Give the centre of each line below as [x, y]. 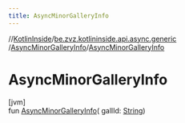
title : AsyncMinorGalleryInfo [59, 16]
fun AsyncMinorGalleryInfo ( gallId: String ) [77, 110]
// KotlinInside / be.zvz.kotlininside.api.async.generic [92, 39]
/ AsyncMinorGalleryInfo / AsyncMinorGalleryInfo [86, 47]
